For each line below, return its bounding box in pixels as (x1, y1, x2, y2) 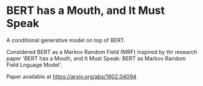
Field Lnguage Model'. (6, 61, 62, 68)
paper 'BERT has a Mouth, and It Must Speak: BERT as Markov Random (6, 55, 186, 62)
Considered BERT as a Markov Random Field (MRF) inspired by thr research (6, 48, 197, 55)
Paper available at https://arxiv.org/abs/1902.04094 (6, 73, 137, 80)
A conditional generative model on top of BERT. (6, 36, 126, 44)
